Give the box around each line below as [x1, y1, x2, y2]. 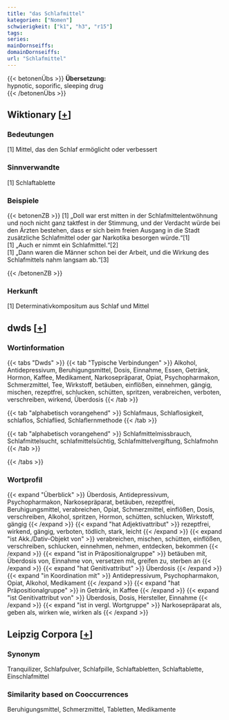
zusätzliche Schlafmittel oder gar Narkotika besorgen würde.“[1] [7, 233, 190, 242]
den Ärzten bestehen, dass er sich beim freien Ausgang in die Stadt [7, 226, 200, 235]
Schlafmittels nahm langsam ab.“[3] [7, 255, 109, 264]
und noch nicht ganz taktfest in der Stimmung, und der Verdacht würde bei [7, 219, 221, 227]
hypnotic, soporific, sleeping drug [7, 81, 104, 90]
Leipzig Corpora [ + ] [7, 628, 93, 640]
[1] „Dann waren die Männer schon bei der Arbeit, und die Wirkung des [7, 249, 210, 257]
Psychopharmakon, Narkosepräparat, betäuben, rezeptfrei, [7, 498, 175, 506]
